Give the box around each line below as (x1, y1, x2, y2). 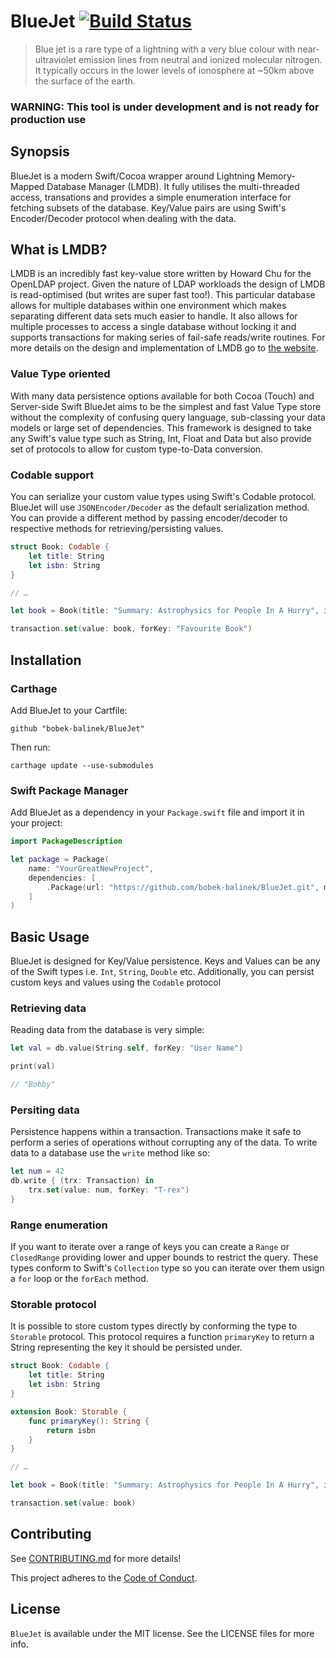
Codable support (10, 468, 95, 482)
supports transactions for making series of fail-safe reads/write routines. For (10, 331, 326, 344)
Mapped (10, 180, 45, 192)
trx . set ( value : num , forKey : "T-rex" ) (28, 1185, 190, 1195)
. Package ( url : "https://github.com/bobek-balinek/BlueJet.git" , (46, 882, 320, 892)
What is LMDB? (10, 241, 108, 259)
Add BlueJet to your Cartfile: (10, 704, 128, 716)
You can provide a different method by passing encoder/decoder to (10, 512, 288, 524)
